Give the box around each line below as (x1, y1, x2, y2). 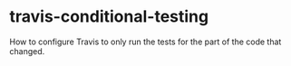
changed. (9, 45, 45, 56)
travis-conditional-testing (9, 6, 209, 27)
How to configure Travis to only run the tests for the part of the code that (9, 36, 282, 47)
